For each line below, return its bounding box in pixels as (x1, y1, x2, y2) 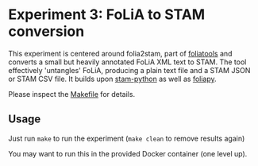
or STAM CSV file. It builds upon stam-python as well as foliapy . (8, 74, 217, 83)
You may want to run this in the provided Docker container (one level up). (8, 149, 248, 158)
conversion (8, 22, 85, 41)
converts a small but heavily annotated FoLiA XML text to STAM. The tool (8, 57, 247, 67)
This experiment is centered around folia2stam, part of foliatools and (8, 48, 233, 58)
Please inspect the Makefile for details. (8, 89, 136, 98)
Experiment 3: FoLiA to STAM (8, 6, 206, 24)
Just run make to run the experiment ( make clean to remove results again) (8, 133, 245, 143)
